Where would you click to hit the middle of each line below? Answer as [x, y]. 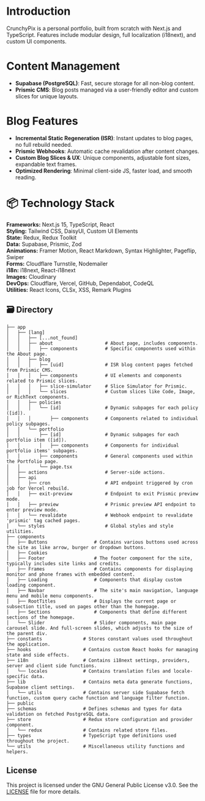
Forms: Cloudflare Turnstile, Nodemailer [57, 264]
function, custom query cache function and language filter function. [98, 698]
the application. [28, 644]
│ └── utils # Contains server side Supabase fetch [95, 692]
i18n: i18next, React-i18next [41, 270]
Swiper [15, 257]
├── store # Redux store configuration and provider [99, 719]
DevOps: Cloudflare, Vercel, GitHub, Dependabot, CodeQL [80, 283]
